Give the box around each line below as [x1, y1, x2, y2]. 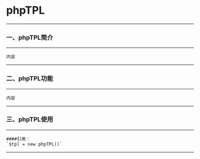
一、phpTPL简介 [6, 33, 54, 42]
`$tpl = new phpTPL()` [6, 141, 62, 147]
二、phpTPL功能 [6, 74, 54, 83]
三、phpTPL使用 [6, 116, 54, 124]
